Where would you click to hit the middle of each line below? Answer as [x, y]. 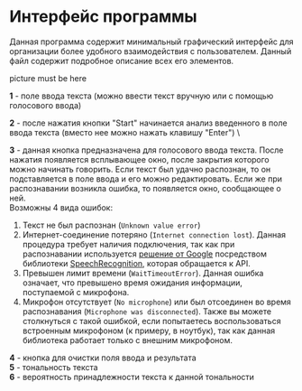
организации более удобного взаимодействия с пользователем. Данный [151, 51]
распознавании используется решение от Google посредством [145, 254]
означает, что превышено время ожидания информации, [133, 283]
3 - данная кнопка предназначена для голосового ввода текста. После [146, 150]
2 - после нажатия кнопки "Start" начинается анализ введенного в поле [148, 123]
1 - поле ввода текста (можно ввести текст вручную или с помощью [142, 96]
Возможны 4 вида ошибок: [61, 207]
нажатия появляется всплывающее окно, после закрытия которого [140, 159]
